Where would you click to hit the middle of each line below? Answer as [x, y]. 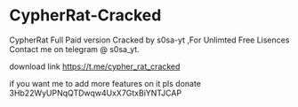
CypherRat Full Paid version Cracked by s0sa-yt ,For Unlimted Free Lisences [149, 40]
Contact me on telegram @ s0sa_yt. [74, 49]
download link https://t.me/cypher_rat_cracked [95, 66]
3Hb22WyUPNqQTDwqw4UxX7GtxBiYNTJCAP [96, 93]
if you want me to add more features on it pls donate [105, 83]
